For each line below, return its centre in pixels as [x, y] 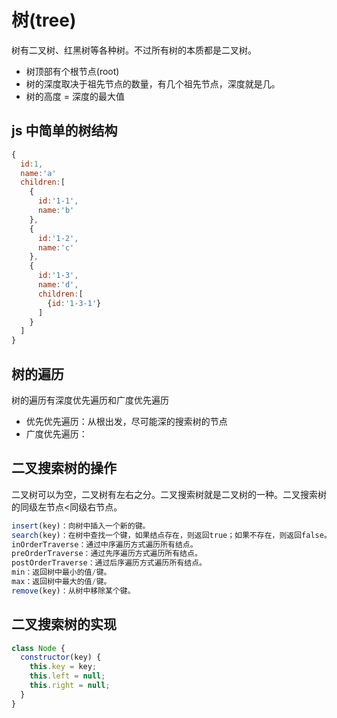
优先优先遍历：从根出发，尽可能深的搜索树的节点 [126, 421]
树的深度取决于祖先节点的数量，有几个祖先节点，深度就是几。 [153, 83]
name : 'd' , [58, 285]
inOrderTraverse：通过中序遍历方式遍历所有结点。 [104, 544]
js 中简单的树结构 [64, 131]
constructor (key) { [61, 657]
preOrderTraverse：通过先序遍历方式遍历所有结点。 [107, 554]
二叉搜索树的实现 [64, 624]
